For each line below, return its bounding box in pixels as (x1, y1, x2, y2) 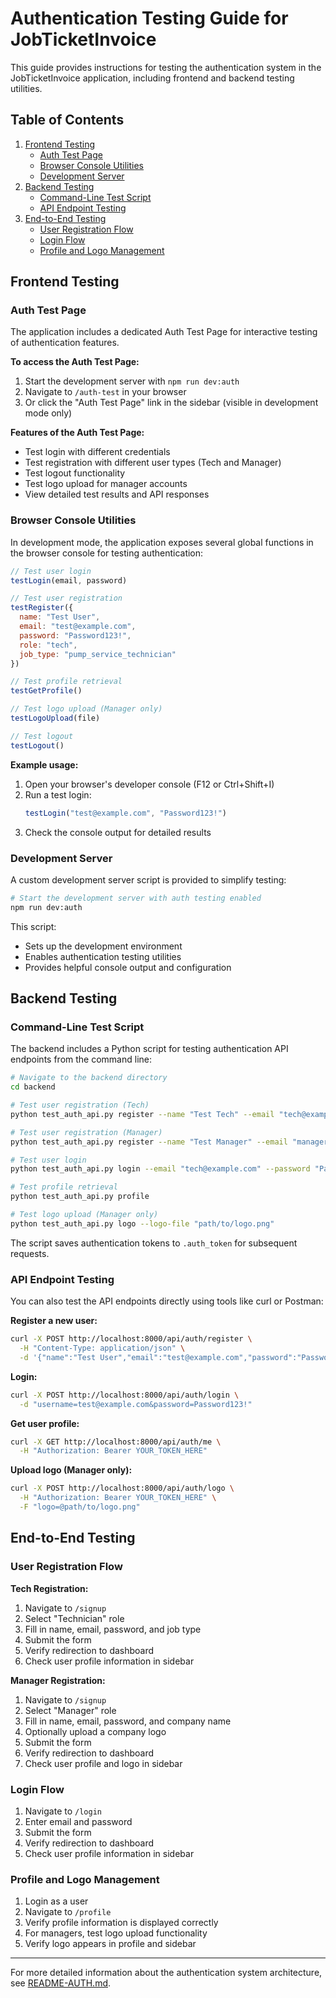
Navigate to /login (24, 1805, 102, 1817)
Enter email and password (24, 1815, 133, 1827)
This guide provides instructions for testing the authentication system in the (10, 61, 322, 73)
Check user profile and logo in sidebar (24, 1757, 183, 1769)
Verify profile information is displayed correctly (24, 1917, 219, 1929)
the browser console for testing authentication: (10, 547, 204, 559)
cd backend (10, 1082, 56, 1092)
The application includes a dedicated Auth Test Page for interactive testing (10, 326, 318, 338)
